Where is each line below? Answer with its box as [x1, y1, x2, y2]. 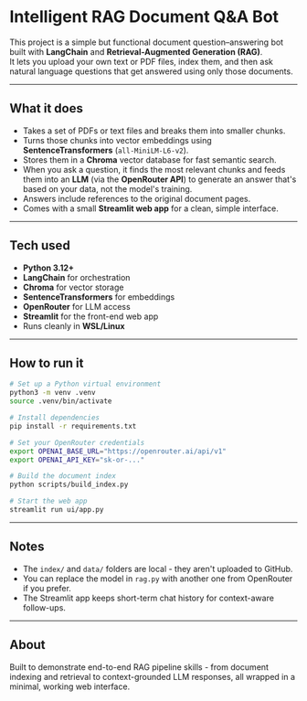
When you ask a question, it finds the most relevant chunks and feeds [22, 164, 286, 175]
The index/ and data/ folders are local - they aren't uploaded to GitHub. [22, 563, 293, 574]
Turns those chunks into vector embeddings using [22, 134, 212, 145]
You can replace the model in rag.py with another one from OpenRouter [22, 573, 293, 584]
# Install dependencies [9, 413, 101, 422]
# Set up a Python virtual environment [9, 379, 162, 389]
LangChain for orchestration [22, 271, 131, 282]
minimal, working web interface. [9, 681, 131, 692]
